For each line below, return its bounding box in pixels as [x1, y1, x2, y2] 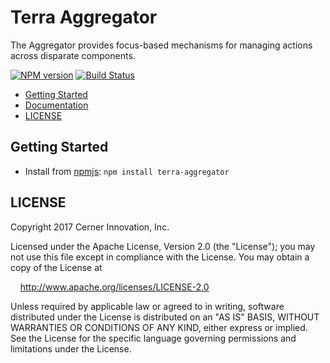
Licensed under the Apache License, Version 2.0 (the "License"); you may [10, 240, 316, 252]
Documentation [24, 99, 89, 111]
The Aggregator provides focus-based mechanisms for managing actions [10, 39, 313, 51]
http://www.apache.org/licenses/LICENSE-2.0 [19, 281, 210, 293]
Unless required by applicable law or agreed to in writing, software [10, 300, 285, 312]
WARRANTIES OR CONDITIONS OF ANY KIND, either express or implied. [10, 321, 308, 333]
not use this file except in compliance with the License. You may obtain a [10, 251, 310, 263]
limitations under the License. [10, 342, 132, 355]
